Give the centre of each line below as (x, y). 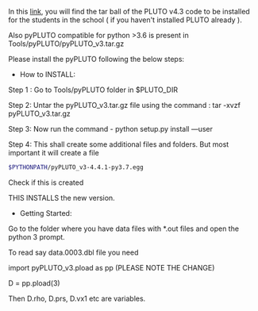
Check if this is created (46, 182)
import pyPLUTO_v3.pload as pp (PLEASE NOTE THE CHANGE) (112, 267)
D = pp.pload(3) (35, 283)
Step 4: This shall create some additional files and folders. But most (119, 144)
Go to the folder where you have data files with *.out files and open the (124, 228)
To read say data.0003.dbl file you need (73, 252)
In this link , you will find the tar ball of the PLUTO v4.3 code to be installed (129, 12)
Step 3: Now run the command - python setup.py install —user (110, 129)
